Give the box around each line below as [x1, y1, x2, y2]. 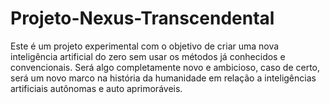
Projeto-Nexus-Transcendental [10, 7, 275, 30]
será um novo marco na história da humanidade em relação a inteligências [10, 72, 317, 84]
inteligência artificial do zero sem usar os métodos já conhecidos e [10, 50, 286, 62]
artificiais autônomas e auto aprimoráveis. [10, 82, 183, 94]
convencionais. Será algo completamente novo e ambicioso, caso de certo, [10, 61, 321, 73]
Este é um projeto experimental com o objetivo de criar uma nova [10, 40, 280, 52]
